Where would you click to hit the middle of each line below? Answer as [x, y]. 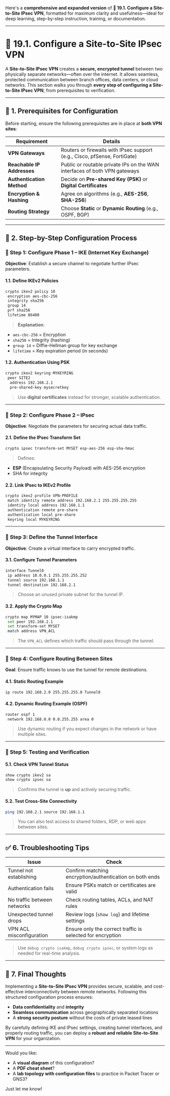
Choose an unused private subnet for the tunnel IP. [71, 594]
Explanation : [31, 325]
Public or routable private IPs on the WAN [110, 164]
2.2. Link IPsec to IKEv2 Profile [38, 485]
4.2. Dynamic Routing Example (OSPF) [46, 704]
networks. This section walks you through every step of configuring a [78, 85]
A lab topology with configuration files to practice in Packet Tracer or [86, 1074]
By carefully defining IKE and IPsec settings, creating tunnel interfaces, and [84, 1028]
